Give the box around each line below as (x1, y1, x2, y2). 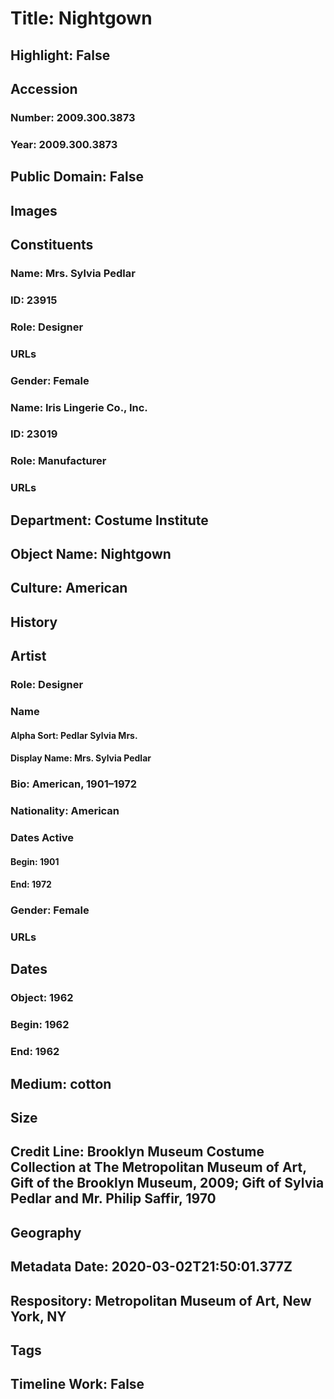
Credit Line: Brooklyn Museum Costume (10, 1143, 265, 1161)
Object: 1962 (10, 991, 74, 1005)
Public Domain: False (10, 168, 144, 186)
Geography (10, 1224, 82, 1241)
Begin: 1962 (10, 1018, 70, 1032)
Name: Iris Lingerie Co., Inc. (10, 400, 148, 414)
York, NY (10, 1308, 67, 1325)
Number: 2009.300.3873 (10, 110, 136, 124)
